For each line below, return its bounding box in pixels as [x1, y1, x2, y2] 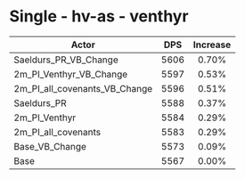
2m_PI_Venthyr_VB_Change [13, 68, 128, 80]
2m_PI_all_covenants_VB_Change [13, 82, 153, 94]
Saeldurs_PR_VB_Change [13, 53, 118, 66]
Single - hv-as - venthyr [9, 6, 189, 27]
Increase [192, 38, 232, 51]
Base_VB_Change [13, 140, 87, 152]
